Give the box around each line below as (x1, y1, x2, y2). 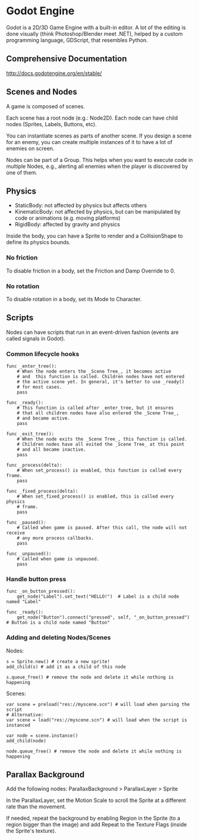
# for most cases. (17, 384, 62, 391)
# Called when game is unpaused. (17, 556, 100, 562)
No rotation (6, 282, 40, 290)
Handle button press (6, 575, 67, 583)
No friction (6, 254, 38, 262)
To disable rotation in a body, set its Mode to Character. (6, 295, 142, 302)
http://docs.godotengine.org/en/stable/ (6, 70, 102, 77)
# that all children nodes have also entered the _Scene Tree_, (17, 410, 179, 416)
